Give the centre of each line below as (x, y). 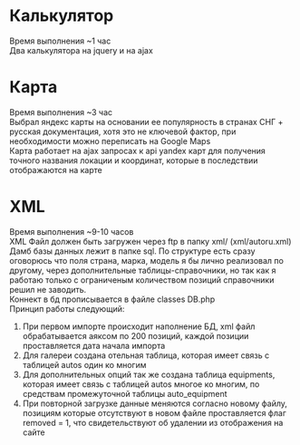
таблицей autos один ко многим (84, 364)
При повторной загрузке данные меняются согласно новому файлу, (155, 403)
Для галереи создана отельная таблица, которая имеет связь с (146, 355)
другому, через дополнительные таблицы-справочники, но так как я (143, 270)
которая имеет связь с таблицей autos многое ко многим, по (141, 384)
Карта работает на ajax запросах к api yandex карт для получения (137, 150)
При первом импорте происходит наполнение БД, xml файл (139, 326)
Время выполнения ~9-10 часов (72, 231)
